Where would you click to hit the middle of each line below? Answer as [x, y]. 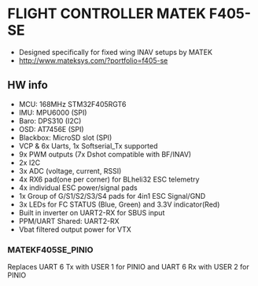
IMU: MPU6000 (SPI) [53, 112]
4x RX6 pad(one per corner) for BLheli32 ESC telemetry [109, 179]
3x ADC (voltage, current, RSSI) [70, 170]
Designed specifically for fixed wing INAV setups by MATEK [116, 52]
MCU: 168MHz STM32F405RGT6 [72, 104]
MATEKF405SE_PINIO [50, 250]
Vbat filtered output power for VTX [75, 229]
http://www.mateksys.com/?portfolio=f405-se [93, 60]
